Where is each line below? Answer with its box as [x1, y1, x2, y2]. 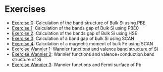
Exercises [4, 3, 46, 15]
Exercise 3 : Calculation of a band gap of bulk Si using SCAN [11, 36, 135, 41]
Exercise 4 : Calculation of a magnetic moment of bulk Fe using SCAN [11, 40, 153, 46]
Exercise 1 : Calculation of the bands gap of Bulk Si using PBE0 [11, 25, 139, 31]
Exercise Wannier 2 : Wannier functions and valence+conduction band [11, 51, 155, 57]
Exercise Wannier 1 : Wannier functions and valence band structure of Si [11, 46, 158, 52]
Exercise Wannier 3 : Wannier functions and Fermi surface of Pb [11, 62, 142, 68]
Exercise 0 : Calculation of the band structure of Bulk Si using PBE [11, 20, 146, 26]
